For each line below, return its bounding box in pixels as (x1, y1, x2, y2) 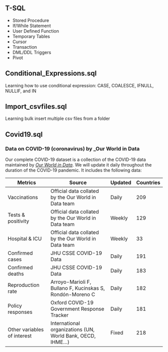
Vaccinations (7, 194, 38, 201)
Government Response (50, 305, 104, 312)
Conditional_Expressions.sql (5, 69, 97, 78)
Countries (136, 179, 160, 186)
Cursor (12, 39, 27, 45)
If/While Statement (12, 23, 51, 29)
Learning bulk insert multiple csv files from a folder (5, 115, 110, 122)
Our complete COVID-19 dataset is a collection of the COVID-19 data (5, 156, 146, 162)
